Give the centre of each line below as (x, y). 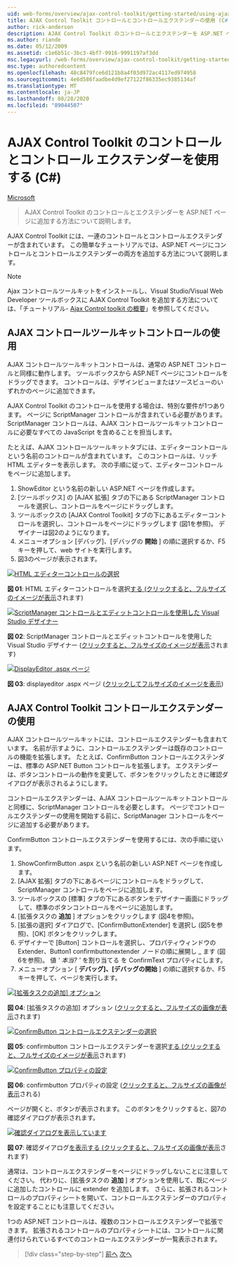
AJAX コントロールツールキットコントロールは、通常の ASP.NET (101, 364)
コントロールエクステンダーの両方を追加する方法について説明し (130, 253)
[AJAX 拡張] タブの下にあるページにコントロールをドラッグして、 (112, 881)
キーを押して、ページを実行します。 (69, 978)
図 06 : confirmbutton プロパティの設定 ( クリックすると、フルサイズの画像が (117, 1085)
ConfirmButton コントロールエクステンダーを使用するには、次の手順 (106, 840)
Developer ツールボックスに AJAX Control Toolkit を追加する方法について (113, 299)
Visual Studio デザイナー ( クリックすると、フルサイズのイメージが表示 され (115, 645)
